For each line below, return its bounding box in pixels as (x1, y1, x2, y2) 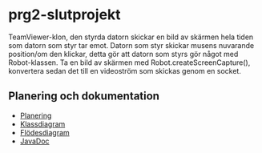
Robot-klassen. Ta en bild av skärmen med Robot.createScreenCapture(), (8, 58, 251, 67)
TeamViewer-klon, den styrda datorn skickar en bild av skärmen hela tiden (8, 32, 254, 42)
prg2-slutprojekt (8, 6, 122, 24)
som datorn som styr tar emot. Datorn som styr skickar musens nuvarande (8, 40, 255, 50)
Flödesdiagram (19, 127, 70, 137)
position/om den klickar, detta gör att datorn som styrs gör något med (8, 49, 239, 58)
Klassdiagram (19, 119, 66, 129)
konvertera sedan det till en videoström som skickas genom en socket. (8, 66, 242, 75)
